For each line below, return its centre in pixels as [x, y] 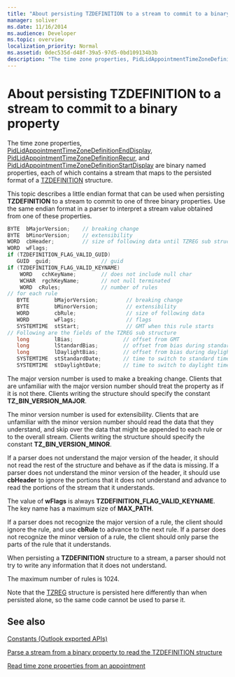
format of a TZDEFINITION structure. [60, 180]
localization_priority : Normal [53, 46]
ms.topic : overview [36, 40]
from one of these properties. [50, 216]
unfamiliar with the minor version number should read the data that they [111, 422]
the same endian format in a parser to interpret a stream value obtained [110, 208]
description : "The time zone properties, [69, 59]
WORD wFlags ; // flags [84, 320]
